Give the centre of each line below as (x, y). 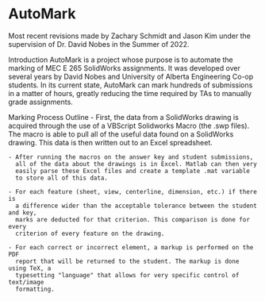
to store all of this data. (62, 178)
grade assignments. (40, 102)
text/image (26, 282)
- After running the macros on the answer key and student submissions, (131, 157)
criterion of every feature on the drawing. (90, 233)
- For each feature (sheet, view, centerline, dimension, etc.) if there (133, 191)
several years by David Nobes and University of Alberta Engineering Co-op (131, 76)
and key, (23, 212)
